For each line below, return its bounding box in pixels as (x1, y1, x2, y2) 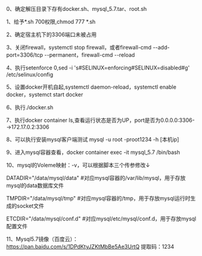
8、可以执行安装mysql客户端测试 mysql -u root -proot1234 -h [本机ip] (6, 136, 180, 143)
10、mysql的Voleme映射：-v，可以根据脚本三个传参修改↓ (6, 162, 151, 168)
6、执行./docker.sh (6, 104, 54, 110)
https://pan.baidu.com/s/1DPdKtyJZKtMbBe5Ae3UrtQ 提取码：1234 (6, 243, 175, 250)
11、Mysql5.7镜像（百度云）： (6, 235, 78, 243)
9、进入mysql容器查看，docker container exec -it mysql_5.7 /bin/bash (6, 149, 180, 156)
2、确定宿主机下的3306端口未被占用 (6, 31, 97, 38)
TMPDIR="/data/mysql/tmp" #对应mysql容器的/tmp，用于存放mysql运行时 (6, 195, 191, 202)
